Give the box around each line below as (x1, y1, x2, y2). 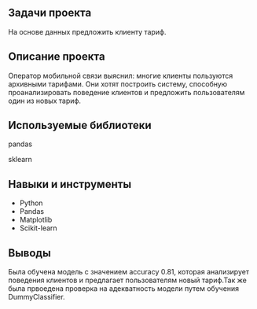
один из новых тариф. (8, 96, 81, 105)
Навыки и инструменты (8, 177, 132, 191)
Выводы (8, 246, 51, 259)
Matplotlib (19, 215, 53, 225)
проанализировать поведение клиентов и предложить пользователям (8, 87, 245, 97)
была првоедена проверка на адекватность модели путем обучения (8, 284, 240, 293)
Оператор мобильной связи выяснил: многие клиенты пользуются (8, 71, 233, 80)
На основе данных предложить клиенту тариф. (8, 27, 167, 36)
